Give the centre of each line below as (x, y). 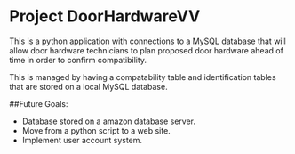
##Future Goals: (39, 103)
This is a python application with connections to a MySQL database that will (148, 41)
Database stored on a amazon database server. (109, 121)
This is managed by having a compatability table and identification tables (143, 77)
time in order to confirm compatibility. (78, 60)
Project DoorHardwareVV (105, 16)
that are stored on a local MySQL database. (88, 86)
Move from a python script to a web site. (96, 130)
